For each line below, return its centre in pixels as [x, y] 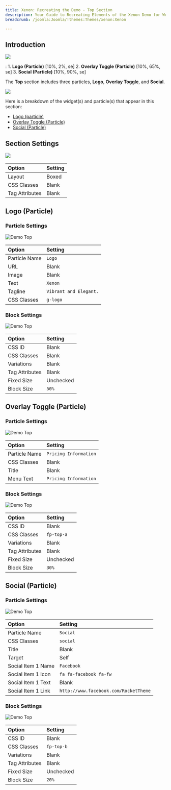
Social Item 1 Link [29, 690]
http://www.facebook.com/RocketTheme [105, 690]
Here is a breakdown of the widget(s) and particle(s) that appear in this [80, 101]
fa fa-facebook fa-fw [85, 674]
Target [16, 657]
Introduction [25, 45]
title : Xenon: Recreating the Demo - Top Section [59, 10]
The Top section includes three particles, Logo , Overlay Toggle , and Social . [85, 82]
